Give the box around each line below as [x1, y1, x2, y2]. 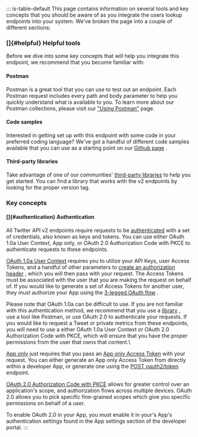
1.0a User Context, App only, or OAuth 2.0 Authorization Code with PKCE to [6, 240, 190, 247]
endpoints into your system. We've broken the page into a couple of [6, 18, 172, 24]
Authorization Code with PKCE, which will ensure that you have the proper [6, 332, 188, 339]
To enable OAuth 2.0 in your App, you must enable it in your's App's [6, 411, 172, 419]
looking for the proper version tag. [6, 184, 90, 191]
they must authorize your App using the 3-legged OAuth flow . [6, 289, 159, 296]
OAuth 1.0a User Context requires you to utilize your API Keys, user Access [6, 258, 190, 265]
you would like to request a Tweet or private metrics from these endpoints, [6, 320, 189, 327]
